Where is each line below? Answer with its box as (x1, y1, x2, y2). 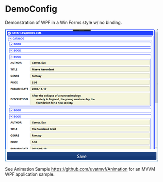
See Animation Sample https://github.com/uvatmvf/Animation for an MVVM (5, 166, 155, 172)
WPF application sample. (5, 171, 55, 177)
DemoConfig (5, 3, 57, 15)
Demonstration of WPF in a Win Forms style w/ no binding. (5, 19, 122, 25)
